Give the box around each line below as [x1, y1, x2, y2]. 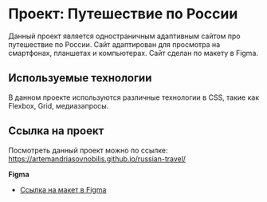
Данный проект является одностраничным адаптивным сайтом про [8, 31, 241, 41]
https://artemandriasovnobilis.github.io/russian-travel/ [8, 153, 186, 164]
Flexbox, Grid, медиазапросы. [8, 101, 109, 110]
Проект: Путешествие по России [8, 5, 238, 23]
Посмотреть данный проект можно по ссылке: [8, 145, 168, 155]
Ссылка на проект [8, 125, 104, 138]
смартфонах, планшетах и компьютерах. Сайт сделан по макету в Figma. [8, 48, 259, 57]
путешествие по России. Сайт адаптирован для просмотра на [8, 39, 221, 49]
